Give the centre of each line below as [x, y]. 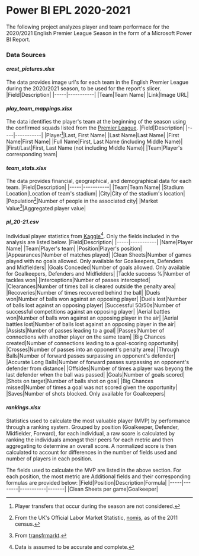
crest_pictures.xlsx [31, 69]
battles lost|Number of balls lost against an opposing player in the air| [91, 324]
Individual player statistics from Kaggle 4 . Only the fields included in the [93, 235]
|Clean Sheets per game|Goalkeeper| [113, 489]
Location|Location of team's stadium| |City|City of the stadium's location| [96, 194]
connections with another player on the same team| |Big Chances [86, 337]
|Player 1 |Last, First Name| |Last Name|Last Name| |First [112, 135]
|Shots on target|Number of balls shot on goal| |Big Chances [80, 381]
